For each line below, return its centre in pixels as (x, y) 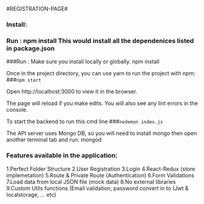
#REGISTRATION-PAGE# (37, 9)
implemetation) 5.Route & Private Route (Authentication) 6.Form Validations (100, 175)
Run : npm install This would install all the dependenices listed (100, 41)
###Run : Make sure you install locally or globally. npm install (83, 62)
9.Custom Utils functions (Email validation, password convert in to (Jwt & (97, 188)
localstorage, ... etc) (31, 194)
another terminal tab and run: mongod (54, 140)
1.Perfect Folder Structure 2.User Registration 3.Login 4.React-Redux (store (101, 169)
